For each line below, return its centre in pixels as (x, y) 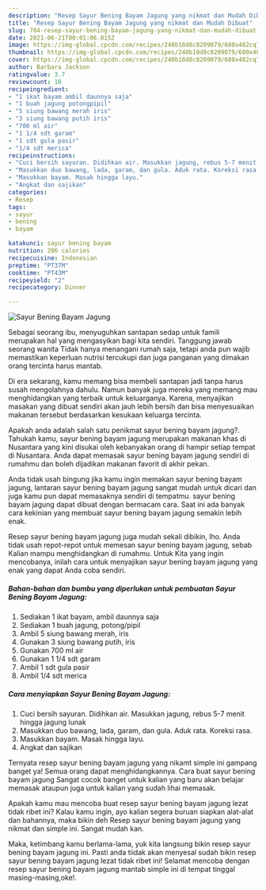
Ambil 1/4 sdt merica (53, 676)
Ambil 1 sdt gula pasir (55, 667)
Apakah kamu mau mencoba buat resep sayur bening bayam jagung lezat (128, 804)
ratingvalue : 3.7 (37, 74)
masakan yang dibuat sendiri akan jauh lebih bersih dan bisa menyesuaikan (131, 407)
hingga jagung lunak (53, 722)
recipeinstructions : (42, 155)
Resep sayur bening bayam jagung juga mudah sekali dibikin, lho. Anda (124, 537)
